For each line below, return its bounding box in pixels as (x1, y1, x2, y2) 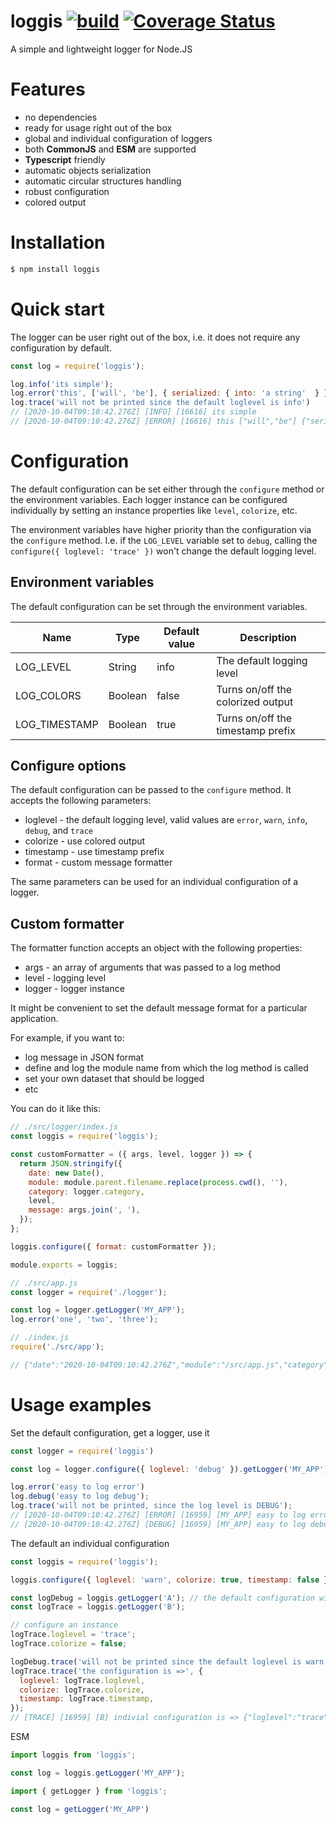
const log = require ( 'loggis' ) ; (10, 361, 145, 371)
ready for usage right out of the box (24, 121, 173, 134)
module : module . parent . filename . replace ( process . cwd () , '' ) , (28, 1177, 289, 1187)
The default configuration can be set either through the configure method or (10, 483, 325, 495)
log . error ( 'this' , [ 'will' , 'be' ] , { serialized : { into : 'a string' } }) (10, 388, 333, 399)
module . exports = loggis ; (10, 1260, 118, 1270)
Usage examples (10, 1393, 152, 1416)
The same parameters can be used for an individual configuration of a (10, 876, 299, 888)
